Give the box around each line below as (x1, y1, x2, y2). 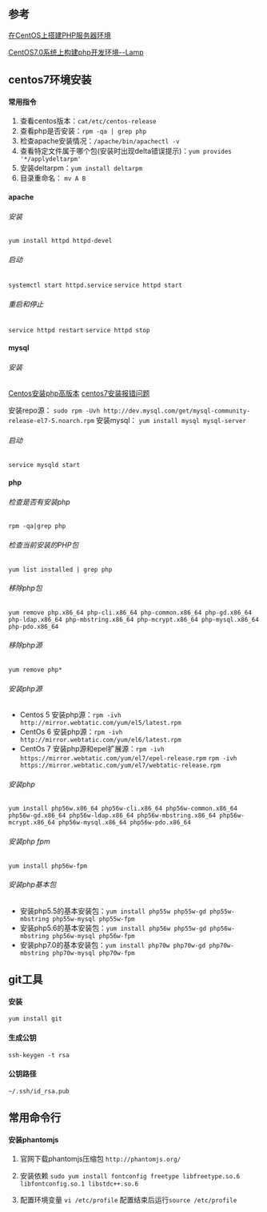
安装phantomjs (8, 1134, 59, 1144)
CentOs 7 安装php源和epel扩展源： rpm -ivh (19, 744, 165, 754)
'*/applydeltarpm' (19, 155, 82, 163)
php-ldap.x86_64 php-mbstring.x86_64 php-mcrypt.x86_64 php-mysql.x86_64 (8, 615, 260, 623)
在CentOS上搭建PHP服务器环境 (8, 30, 112, 40)
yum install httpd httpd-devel (8, 237, 113, 245)
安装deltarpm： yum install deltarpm (19, 163, 143, 173)
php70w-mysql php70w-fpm (52, 948, 135, 957)
